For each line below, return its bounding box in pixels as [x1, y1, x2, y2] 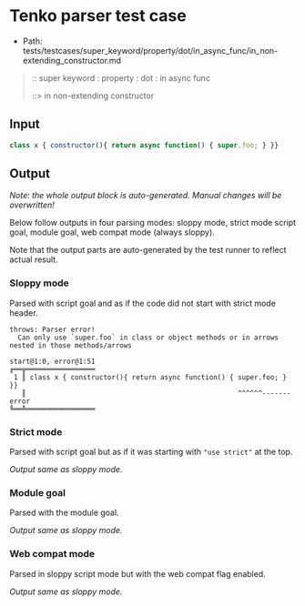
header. [9, 307, 38, 318]
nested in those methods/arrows [9, 340, 132, 350]
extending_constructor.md [22, 55, 121, 66]
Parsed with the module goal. [9, 507, 120, 519]
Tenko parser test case [9, 5, 187, 26]
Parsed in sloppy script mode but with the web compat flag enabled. [9, 568, 266, 579]
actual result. [9, 254, 58, 265]
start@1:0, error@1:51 [9, 357, 96, 366]
